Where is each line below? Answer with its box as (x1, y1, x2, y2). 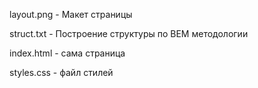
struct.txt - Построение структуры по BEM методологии (9, 28, 249, 39)
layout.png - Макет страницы (9, 9, 133, 20)
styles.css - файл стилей (9, 67, 114, 78)
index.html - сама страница (9, 47, 126, 59)
